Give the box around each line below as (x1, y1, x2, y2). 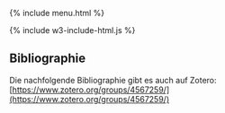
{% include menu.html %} (9, 8, 105, 18)
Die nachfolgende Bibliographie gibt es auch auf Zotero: (9, 74, 218, 85)
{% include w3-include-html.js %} (9, 25, 136, 35)
